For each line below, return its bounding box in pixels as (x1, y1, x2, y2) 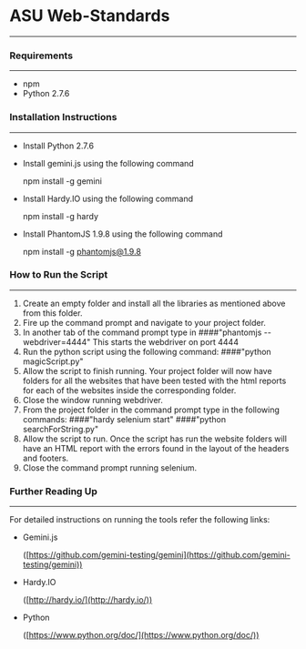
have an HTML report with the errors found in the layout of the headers (22, 442, 290, 453)
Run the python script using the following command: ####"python (22, 346, 271, 357)
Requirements (9, 49, 74, 62)
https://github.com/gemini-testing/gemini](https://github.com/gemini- (28, 550, 291, 561)
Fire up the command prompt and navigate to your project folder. (22, 317, 267, 328)
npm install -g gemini (22, 175, 103, 187)
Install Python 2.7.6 (22, 140, 94, 151)
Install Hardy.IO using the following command (22, 193, 194, 204)
